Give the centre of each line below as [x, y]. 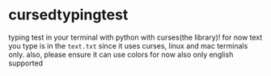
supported [25, 63]
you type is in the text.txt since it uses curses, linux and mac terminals [128, 45]
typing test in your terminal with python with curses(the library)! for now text [135, 37]
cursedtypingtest [68, 15]
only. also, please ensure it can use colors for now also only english [121, 54]
